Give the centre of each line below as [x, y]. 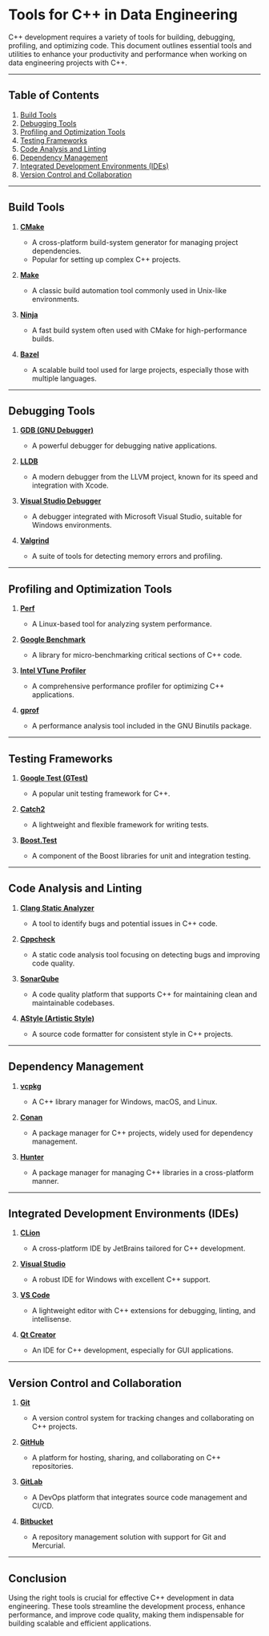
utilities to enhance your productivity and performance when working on [128, 54]
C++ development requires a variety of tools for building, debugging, [122, 37]
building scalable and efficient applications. [80, 1623]
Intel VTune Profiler [53, 671]
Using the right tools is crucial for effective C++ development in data [121, 1598]
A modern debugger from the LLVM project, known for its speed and [145, 477]
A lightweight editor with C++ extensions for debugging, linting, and [144, 1311]
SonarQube [39, 978]
